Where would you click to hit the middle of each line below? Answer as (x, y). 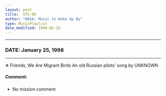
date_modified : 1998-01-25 (33, 28)
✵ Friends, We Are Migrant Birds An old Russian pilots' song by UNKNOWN (82, 65)
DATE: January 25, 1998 (35, 50)
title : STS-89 (21, 14)
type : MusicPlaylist (26, 24)
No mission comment (34, 89)
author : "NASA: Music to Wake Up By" (44, 19)
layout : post (19, 10)
